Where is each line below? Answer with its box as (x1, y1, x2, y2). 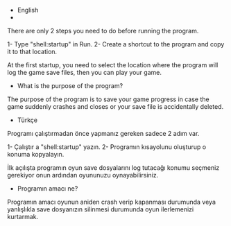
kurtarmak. (7, 213, 39, 220)
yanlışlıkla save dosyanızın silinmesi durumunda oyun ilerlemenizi (7, 205, 194, 214)
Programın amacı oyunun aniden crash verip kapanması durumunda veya (7, 198, 216, 206)
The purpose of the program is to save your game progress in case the (7, 95, 209, 103)
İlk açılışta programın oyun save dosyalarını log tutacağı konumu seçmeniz (7, 164, 220, 172)
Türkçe (17, 116, 38, 124)
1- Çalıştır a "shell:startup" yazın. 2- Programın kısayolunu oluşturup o (7, 143, 207, 151)
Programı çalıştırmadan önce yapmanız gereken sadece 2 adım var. (7, 130, 200, 137)
